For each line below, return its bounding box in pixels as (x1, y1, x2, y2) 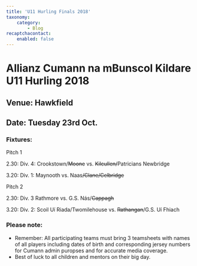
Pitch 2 (6, 183, 24, 190)
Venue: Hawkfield (6, 98, 74, 108)
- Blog (27, 25, 44, 31)
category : (17, 20, 41, 25)
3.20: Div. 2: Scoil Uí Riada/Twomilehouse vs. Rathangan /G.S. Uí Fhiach (6, 206, 180, 213)
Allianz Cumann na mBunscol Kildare (6, 61, 192, 75)
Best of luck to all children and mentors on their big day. (14, 253, 151, 260)
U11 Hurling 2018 (6, 74, 90, 87)
